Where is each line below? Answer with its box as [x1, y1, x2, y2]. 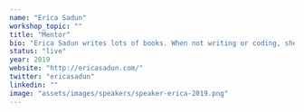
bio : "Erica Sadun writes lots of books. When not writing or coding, [9, 38, 281, 48]
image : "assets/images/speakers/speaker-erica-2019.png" [9, 89, 229, 98]
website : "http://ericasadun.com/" [9, 64, 144, 73]
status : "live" [9, 47, 67, 56]
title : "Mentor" [9, 30, 71, 39]
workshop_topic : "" [9, 22, 83, 31]
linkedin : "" [9, 80, 59, 89]
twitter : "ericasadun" [9, 72, 95, 81]
